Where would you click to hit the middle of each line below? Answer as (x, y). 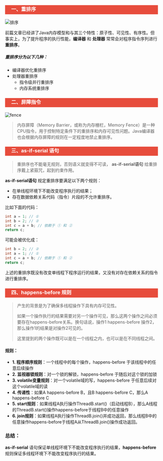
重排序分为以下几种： (26, 57)
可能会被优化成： (22, 240)
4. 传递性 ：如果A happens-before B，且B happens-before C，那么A (80, 393)
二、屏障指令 (26, 102)
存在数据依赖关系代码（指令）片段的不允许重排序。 (63, 197)
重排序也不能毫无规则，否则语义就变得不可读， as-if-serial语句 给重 (85, 164)
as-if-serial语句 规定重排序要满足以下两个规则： (53, 180)
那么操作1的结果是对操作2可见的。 (51, 328)
